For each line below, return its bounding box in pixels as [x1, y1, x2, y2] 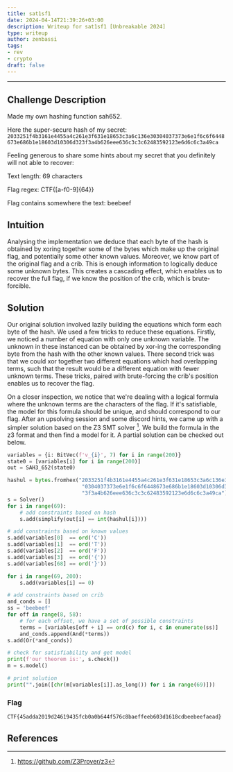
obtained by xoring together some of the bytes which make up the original [7, 245, 219, 253]
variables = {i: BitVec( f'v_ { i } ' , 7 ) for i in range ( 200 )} [7, 452, 182, 458]
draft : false [7, 62, 45, 69]
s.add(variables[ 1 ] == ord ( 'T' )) [7, 541, 107, 548]
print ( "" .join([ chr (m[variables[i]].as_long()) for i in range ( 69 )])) [7, 681, 216, 688]
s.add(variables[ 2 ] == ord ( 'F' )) [7, 547, 107, 555]
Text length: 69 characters [7, 172, 83, 180]
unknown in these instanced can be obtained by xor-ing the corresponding [7, 343, 221, 351]
